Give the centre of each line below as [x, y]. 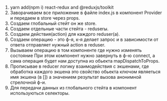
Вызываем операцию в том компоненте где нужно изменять [76, 50]
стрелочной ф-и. [28, 82]
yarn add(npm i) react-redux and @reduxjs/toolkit [62, 7]
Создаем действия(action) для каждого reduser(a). [65, 34]
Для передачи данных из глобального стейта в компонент [73, 88]
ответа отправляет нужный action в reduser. [57, 45]
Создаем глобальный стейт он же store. [53, 23]
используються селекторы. [40, 93]
